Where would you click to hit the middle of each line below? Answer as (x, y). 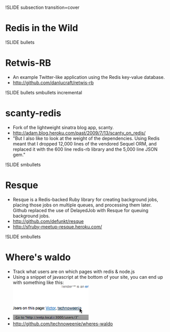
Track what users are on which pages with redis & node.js (74, 272)
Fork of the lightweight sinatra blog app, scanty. (63, 127)
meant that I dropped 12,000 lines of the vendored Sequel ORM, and (85, 143)
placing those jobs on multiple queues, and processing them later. (82, 205)
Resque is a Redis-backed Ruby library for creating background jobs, (86, 199)
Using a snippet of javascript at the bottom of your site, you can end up (88, 277)
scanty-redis (33, 113)
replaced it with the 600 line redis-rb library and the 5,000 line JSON (85, 149)
